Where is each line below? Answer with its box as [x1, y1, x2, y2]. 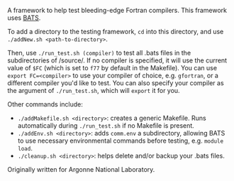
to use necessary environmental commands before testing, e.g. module [17, 136, 224, 145]
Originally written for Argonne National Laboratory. [7, 165, 155, 173]
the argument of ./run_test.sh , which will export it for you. [7, 87, 180, 94]
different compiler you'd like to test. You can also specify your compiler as [7, 79, 225, 87]
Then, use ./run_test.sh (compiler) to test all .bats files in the [7, 49, 191, 57]
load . [17, 144, 33, 152]
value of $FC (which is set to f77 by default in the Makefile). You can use [7, 64, 218, 72]
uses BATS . [7, 13, 41, 22]
